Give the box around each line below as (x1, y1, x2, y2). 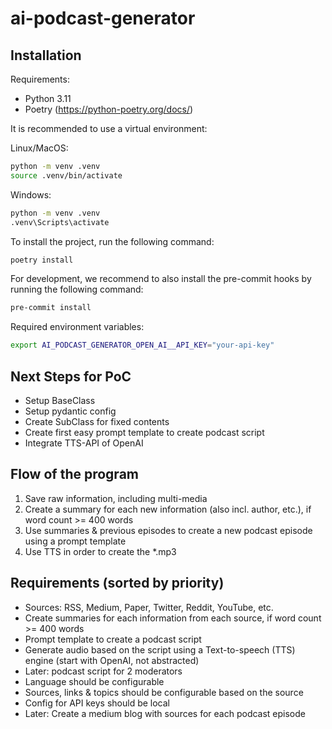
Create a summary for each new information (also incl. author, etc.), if (24, 503, 312, 515)
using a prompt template (24, 535, 127, 547)
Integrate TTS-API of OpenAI (24, 437, 144, 449)
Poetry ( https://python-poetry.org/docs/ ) (24, 103, 194, 115)
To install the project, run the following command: (10, 235, 215, 247)
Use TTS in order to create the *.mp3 (24, 545, 177, 557)
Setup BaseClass (24, 394, 96, 406)
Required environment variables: (10, 321, 145, 333)
